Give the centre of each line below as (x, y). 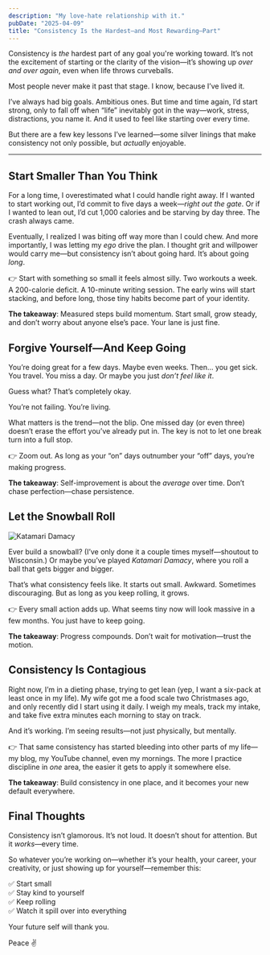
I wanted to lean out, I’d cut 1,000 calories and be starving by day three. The (134, 212)
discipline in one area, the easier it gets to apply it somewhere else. (120, 767)
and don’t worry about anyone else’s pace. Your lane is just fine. (114, 323)
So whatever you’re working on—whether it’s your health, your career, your (133, 860)
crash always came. (41, 221)
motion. (21, 644)
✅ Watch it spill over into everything (67, 911)
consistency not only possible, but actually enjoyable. (97, 143)
